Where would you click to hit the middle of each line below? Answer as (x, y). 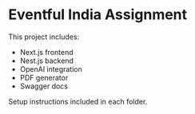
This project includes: (44, 37)
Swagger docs (44, 86)
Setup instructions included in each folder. (78, 101)
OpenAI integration (51, 69)
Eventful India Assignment (98, 15)
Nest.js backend (47, 61)
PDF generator (44, 77)
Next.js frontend (46, 52)
